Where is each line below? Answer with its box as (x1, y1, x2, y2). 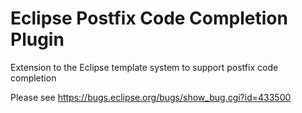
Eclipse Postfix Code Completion (10, 7, 288, 30)
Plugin (10, 28, 65, 51)
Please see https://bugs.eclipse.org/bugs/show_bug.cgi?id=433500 (10, 91, 292, 103)
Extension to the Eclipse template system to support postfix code (10, 61, 279, 73)
